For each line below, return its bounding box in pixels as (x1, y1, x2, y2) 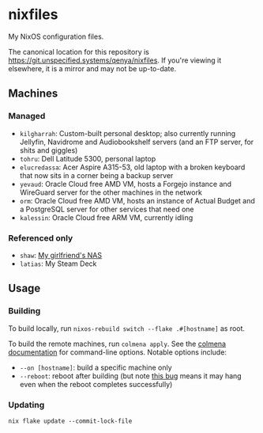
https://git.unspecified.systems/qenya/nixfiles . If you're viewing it (8, 55, 222, 65)
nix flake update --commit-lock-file (8, 417, 133, 425)
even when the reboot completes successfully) (19, 379, 173, 389)
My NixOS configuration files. (8, 32, 104, 41)
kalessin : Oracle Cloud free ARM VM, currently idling (19, 212, 193, 222)
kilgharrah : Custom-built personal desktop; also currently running (19, 128, 236, 138)
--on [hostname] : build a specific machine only (19, 363, 172, 372)
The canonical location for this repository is (8, 47, 150, 56)
